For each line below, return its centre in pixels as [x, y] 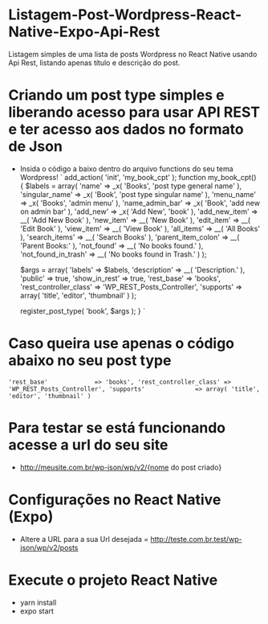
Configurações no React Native [115, 499]
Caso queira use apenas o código [122, 344]
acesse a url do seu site [88, 445]
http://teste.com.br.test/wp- [196, 539]
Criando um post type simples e [116, 95]
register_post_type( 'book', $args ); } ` [83, 310]
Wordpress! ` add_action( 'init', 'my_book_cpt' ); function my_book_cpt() [138, 177]
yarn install [38, 602]
